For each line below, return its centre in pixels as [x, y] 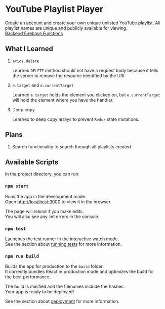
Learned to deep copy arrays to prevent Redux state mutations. [76, 119]
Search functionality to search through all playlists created [72, 146]
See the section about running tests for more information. [63, 244]
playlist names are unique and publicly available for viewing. [66, 28]
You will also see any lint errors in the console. [52, 217]
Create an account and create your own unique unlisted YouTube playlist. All [83, 23]
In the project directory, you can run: [42, 174]
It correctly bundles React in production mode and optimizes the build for [80, 272]
